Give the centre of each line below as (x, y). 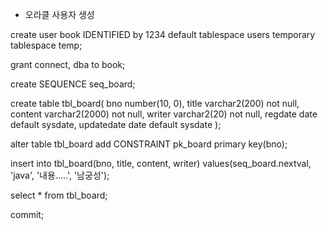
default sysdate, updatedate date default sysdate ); (116, 124)
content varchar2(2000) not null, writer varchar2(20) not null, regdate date (164, 114)
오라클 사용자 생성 (59, 14)
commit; (27, 214)
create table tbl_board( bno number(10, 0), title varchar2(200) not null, (155, 103)
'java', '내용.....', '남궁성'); (60, 175)
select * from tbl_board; (59, 195)
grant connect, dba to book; (68, 64)
